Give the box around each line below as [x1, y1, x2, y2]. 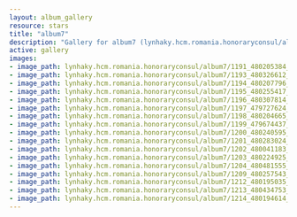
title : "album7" [9, 29, 69, 38]
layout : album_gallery [9, 12, 93, 22]
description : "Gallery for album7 [9, 37, 137, 47]
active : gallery [9, 46, 69, 55]
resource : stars [9, 21, 69, 30]
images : [9, 54, 38, 63]
